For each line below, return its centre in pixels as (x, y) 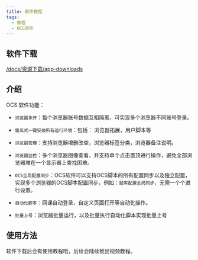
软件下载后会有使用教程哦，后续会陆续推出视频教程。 (71, 251)
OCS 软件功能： (25, 105)
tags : (13, 17)
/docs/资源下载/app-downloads (45, 69)
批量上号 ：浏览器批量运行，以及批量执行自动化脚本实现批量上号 (91, 215)
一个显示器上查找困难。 (64, 162)
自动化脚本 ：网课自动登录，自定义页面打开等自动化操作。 (83, 203)
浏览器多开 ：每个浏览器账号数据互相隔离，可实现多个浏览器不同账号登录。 (103, 117)
